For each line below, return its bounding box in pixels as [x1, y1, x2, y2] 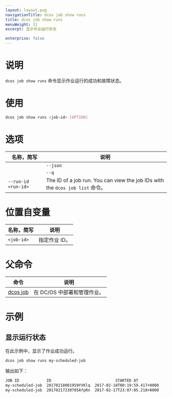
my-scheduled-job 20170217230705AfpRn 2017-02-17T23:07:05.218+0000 [5, 388, 159, 393]
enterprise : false [5, 36, 45, 41]
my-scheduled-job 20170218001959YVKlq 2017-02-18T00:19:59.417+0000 [5, 383, 159, 388]
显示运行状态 [5, 333, 46, 342]
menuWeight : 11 [5, 22, 38, 27]
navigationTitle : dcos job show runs [5, 12, 86, 17]
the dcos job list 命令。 [46, 184, 106, 191]
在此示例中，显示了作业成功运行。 [5, 348, 77, 354]
